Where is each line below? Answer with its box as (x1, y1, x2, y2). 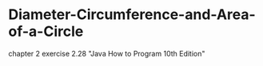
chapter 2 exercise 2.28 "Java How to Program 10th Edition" (8, 49, 205, 58)
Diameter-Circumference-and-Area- (8, 6, 256, 24)
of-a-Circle (8, 22, 84, 41)
